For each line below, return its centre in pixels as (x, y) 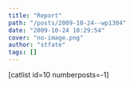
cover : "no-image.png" (46, 38)
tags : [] (23, 52)
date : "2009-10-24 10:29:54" (57, 30)
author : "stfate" (37, 45)
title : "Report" (35, 15)
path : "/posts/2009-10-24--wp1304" (67, 23)
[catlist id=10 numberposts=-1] (59, 75)
